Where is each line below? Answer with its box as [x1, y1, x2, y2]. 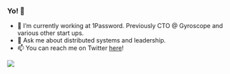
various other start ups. [17, 29, 84, 37]
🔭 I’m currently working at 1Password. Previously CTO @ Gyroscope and [17, 22, 223, 30]
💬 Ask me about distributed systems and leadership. [17, 36, 166, 45]
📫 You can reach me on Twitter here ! [17, 44, 124, 52]
